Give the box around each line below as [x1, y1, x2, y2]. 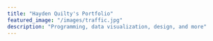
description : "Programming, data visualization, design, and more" [7, 23, 207, 30]
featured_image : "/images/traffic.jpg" [7, 17, 123, 24]
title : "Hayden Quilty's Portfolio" [7, 10, 113, 17]
